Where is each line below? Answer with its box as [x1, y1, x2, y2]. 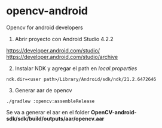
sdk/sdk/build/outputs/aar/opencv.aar [6, 115, 105, 122]
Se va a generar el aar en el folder [6, 108, 90, 115]
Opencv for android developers [6, 24, 84, 31]
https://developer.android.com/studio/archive [6, 53, 118, 60]
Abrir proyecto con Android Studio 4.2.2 [14, 35, 114, 42]
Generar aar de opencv [14, 86, 72, 93]
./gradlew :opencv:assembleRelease [6, 98, 95, 104]
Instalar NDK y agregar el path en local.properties [14, 64, 137, 72]
